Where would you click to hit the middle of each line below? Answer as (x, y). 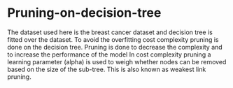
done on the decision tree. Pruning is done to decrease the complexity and (115, 47)
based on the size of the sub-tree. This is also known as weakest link (107, 69)
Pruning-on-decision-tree (84, 13)
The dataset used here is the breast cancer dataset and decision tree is (110, 32)
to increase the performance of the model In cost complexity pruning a (109, 54)
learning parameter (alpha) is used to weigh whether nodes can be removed (117, 61)
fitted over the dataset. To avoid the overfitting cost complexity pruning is (113, 39)
